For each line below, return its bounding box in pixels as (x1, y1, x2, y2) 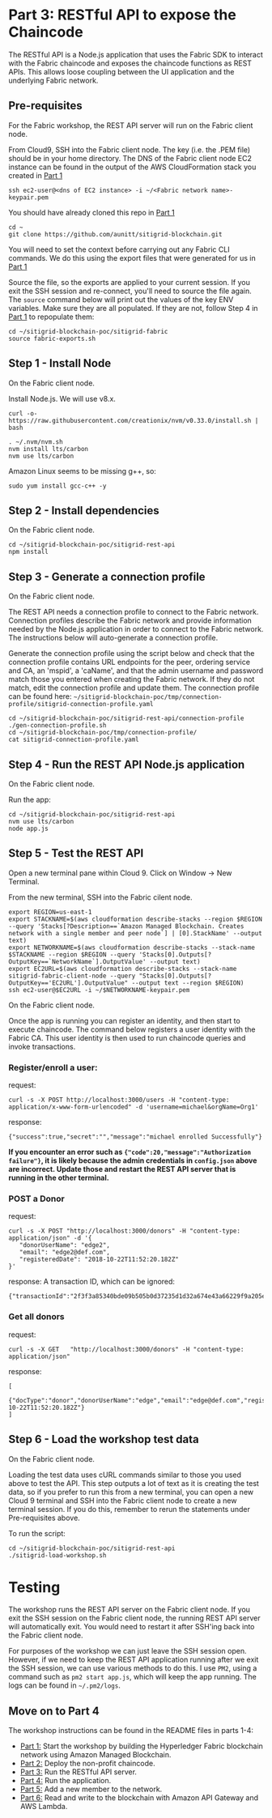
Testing (8, 1577, 61, 1596)
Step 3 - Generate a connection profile (8, 569, 206, 584)
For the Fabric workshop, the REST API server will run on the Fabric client (8, 120, 253, 130)
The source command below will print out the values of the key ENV (8, 294, 234, 304)
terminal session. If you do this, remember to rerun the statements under (8, 1504, 251, 1514)
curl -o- (8, 409, 38, 418)
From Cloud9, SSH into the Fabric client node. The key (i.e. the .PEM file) (8, 144, 251, 155)
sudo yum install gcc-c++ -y (8, 482, 107, 490)
